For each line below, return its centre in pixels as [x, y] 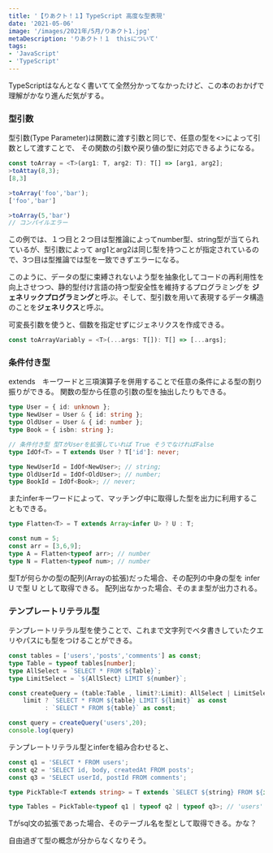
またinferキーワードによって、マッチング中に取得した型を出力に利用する [130, 498]
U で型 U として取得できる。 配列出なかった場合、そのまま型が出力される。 [135, 588]
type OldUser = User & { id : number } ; [76, 422]
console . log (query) [41, 731]
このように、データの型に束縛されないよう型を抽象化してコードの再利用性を [136, 277]
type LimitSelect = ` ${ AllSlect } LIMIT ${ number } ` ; [97, 678]
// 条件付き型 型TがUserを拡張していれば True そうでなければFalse [111, 444]
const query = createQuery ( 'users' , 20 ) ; [78, 723]
